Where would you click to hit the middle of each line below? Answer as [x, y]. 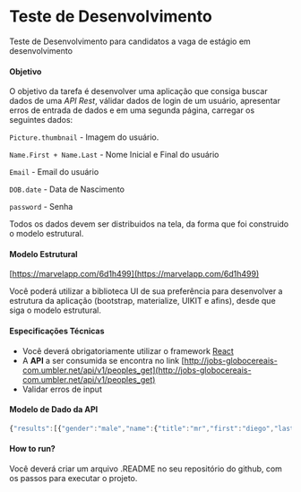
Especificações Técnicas [57, 331]
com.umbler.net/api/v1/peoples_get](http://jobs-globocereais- [137, 370]
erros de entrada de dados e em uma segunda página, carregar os [132, 110]
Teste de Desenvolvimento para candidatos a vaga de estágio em [130, 41]
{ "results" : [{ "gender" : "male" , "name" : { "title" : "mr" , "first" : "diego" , [142, 428]
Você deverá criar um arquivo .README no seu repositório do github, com [146, 469]
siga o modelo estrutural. [55, 310]
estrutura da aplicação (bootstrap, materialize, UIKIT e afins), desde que [142, 301]
